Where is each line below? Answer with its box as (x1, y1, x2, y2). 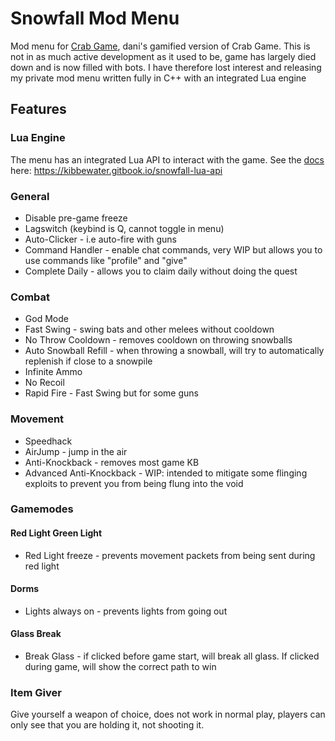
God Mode (24, 313, 69, 325)
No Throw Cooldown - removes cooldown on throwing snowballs (24, 334, 293, 346)
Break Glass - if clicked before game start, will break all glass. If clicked (24, 650, 320, 662)
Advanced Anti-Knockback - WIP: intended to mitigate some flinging (24, 467, 308, 479)
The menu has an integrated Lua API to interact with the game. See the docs (10, 153, 325, 166)
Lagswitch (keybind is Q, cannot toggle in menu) (24, 222, 225, 234)
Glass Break (10, 628, 62, 640)
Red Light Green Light (10, 527, 103, 539)
